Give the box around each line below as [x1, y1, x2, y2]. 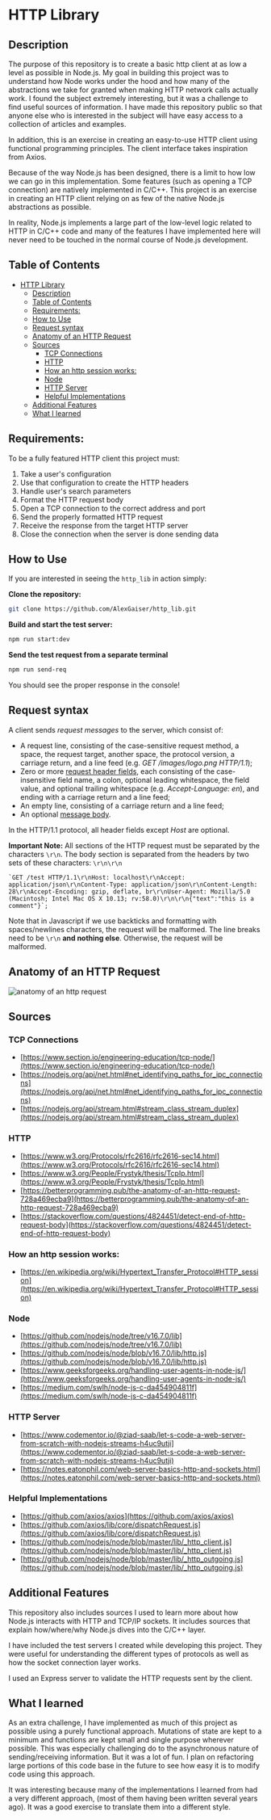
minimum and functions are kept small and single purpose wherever [8, 1735, 234, 1745]
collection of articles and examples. [8, 120, 127, 128]
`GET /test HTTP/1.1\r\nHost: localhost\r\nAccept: [8, 873, 186, 881]
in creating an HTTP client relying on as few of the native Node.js [8, 194, 225, 203]
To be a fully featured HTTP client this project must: [8, 453, 180, 463]
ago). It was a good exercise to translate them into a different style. [8, 1802, 231, 1812]
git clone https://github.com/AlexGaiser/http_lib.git [8, 605, 197, 613]
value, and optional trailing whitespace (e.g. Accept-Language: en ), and [19, 784, 260, 793]
